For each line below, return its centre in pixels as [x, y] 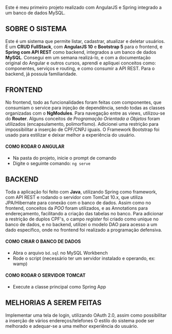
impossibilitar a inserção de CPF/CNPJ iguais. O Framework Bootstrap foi [82, 129]
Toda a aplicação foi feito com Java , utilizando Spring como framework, [81, 192]
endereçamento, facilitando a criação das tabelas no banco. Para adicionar [84, 213]
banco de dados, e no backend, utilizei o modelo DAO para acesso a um [81, 224]
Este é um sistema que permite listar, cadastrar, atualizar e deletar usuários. [85, 41]
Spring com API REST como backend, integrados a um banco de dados [81, 52]
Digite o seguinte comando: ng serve [51, 163]
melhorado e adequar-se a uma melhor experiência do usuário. [72, 326]
